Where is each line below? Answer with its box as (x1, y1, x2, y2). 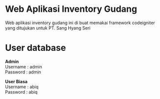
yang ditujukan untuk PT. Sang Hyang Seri (5, 25, 91, 31)
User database (5, 42, 66, 54)
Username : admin (5, 64, 43, 69)
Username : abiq (5, 84, 39, 90)
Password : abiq (5, 89, 38, 95)
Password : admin (5, 69, 42, 75)
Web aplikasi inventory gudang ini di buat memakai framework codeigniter (5, 20, 156, 26)
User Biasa (5, 78, 28, 84)
